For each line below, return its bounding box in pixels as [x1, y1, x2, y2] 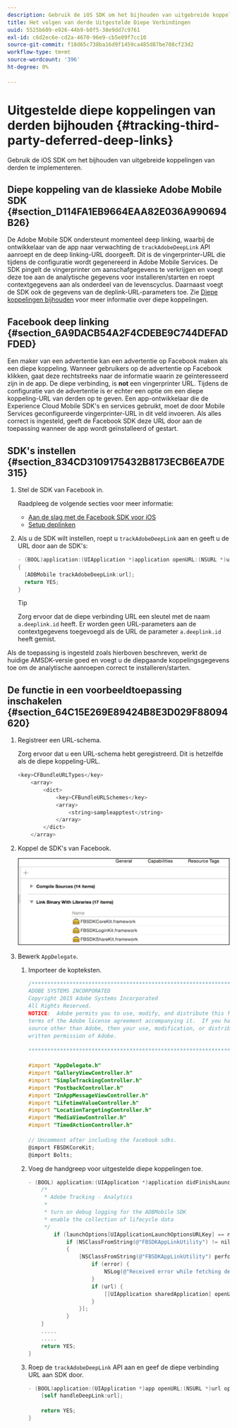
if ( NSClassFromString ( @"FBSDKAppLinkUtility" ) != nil [66, 1238, 231, 1246]
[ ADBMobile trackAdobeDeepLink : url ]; [24, 571, 135, 578]
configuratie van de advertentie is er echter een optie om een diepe [7, 387, 204, 395]
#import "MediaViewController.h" [28, 1114, 127, 1121]
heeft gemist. [17, 635, 56, 643]
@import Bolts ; [28, 1151, 73, 1158]
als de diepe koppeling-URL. [17, 757, 101, 766]
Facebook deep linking [7, 316, 109, 328]
